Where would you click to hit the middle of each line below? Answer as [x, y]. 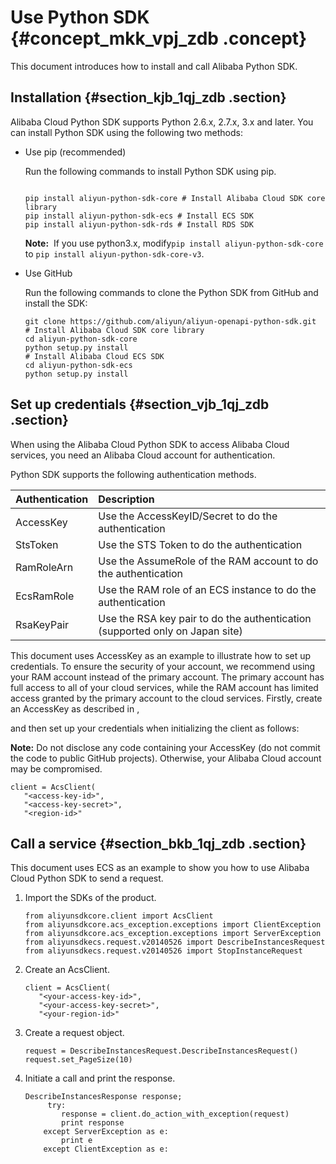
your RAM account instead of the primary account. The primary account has [167, 677]
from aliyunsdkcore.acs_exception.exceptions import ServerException [173, 934]
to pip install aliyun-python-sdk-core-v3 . [114, 253]
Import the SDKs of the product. [90, 898]
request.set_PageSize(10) [78, 1060]
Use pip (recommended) [75, 152]
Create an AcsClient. [67, 970]
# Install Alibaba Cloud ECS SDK [94, 356]
